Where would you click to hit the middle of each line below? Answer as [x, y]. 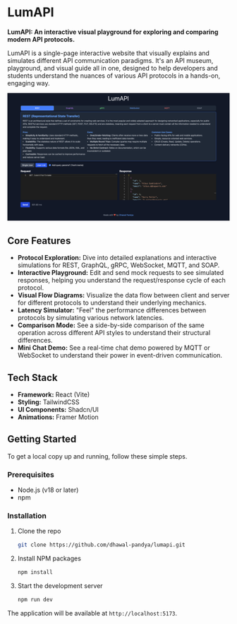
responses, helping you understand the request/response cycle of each [121, 281]
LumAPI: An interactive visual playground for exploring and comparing [113, 32]
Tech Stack [32, 378]
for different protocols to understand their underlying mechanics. [112, 303]
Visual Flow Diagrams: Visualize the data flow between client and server [123, 295]
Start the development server [60, 586]
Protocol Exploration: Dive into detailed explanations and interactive [117, 258]
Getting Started [42, 439]
